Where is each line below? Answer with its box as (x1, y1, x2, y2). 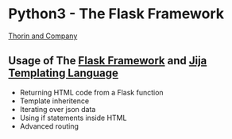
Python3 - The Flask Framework (8, 5, 225, 23)
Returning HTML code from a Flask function (19, 87, 164, 97)
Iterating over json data (19, 104, 96, 114)
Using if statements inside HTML (19, 113, 127, 122)
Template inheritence (19, 96, 90, 106)
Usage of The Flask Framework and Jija (8, 54, 207, 68)
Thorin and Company (8, 31, 78, 41)
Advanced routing (19, 121, 79, 131)
